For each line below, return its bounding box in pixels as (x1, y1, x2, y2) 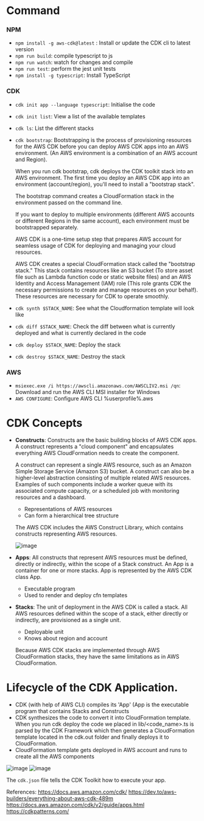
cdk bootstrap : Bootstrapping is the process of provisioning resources (15, 136, 192, 143)
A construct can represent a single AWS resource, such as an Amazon (15, 461, 192, 468)
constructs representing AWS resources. (15, 530, 118, 537)
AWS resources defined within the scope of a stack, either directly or (15, 610, 189, 617)
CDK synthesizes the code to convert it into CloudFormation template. (15, 714, 191, 721)
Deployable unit (24, 628, 64, 636)
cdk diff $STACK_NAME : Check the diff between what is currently (15, 323, 175, 330)
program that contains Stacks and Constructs (15, 707, 130, 714)
